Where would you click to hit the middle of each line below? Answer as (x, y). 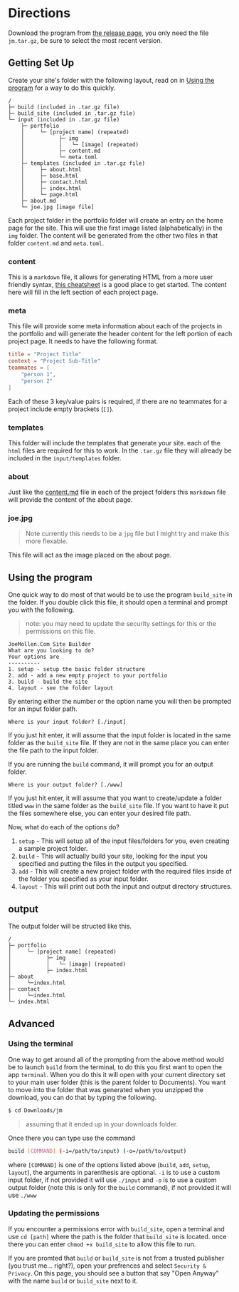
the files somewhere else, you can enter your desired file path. (100, 813)
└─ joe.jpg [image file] (58, 207)
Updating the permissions (54, 1213)
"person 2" (37, 381)
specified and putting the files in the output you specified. (103, 864)
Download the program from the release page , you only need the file (108, 33)
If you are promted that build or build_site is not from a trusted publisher (116, 1258)
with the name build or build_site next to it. (73, 1281)
